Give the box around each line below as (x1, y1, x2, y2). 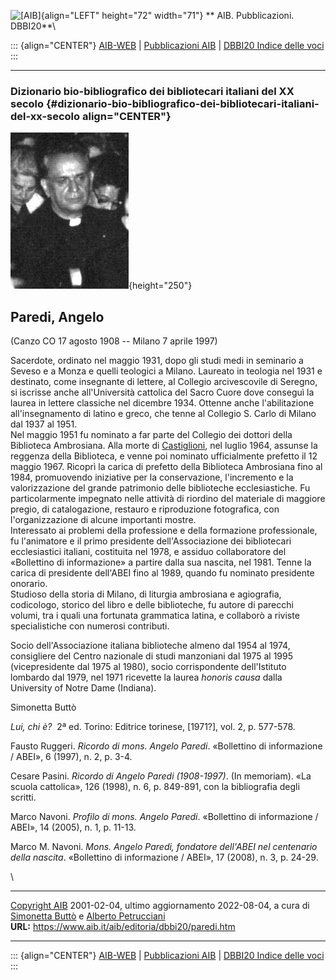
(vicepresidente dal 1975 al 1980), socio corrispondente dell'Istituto (10, 661, 287, 673)
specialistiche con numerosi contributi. (10, 620, 170, 632)
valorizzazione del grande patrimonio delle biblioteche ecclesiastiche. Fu (10, 482, 311, 494)
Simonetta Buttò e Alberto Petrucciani (10, 910, 166, 922)
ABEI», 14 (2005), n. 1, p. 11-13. (10, 821, 137, 834)
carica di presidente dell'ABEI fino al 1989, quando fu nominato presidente (10, 567, 315, 579)
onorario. (10, 578, 48, 590)
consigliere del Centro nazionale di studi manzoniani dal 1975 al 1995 (10, 650, 293, 662)
